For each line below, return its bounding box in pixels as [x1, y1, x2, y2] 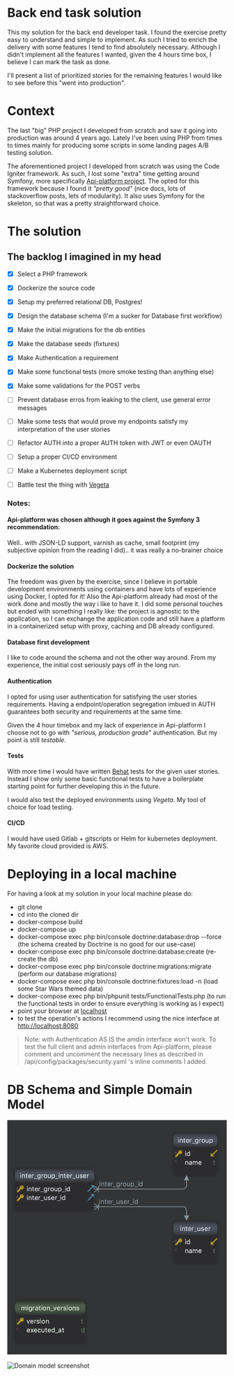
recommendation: [7, 523, 61, 531]
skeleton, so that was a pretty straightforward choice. [7, 199, 161, 207]
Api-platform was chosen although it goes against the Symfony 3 [7, 515, 200, 524]
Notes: [7, 498, 31, 508]
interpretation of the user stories [17, 424, 111, 434]
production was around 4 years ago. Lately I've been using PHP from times [7, 133, 223, 142]
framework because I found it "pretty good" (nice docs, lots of [7, 184, 186, 193]
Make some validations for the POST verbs [17, 382, 141, 390]
